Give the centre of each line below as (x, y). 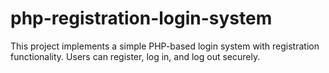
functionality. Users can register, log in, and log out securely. (135, 56)
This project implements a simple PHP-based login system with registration (165, 46)
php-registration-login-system (141, 18)
